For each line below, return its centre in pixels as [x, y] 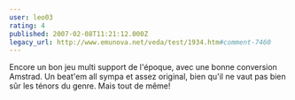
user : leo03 [31, 17]
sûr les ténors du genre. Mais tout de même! [90, 86]
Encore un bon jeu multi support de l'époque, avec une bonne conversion [143, 67]
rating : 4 [27, 26]
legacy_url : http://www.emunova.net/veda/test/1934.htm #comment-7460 [140, 42]
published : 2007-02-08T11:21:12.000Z [79, 34]
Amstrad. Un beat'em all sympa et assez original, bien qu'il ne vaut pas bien [147, 77]
